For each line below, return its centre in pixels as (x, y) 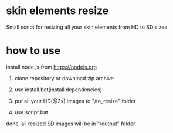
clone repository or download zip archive (64, 78)
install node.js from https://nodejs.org (52, 67)
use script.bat (31, 112)
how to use (33, 51)
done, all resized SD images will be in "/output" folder (71, 124)
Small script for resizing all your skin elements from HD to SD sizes (87, 27)
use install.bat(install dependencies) (58, 90)
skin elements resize (57, 11)
